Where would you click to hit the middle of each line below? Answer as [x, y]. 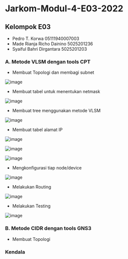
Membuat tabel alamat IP [37, 130]
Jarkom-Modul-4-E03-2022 [64, 9]
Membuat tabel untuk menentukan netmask [56, 92]
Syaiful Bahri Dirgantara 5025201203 [50, 49]
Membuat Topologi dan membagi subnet [53, 72]
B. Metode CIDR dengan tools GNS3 [48, 228]
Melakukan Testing [31, 206]
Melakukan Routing [32, 187]
